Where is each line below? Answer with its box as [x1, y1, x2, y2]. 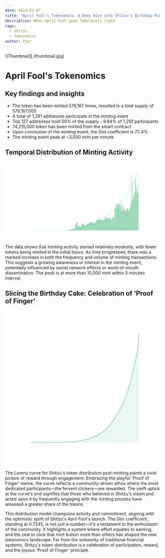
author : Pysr [5, 39, 32, 44]
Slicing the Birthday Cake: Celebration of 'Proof [5, 290, 154, 298]
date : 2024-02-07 [5, 8, 41, 13]
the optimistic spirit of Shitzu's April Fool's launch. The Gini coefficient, [5, 516, 149, 522]
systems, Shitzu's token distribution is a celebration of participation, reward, [5, 542, 159, 548]
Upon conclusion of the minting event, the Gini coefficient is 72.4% [12, 129, 148, 134]
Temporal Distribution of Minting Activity [5, 148, 133, 157]
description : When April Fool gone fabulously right [5, 18, 115, 23]
